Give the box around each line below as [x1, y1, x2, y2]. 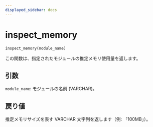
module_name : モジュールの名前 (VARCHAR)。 [5, 86, 97, 92]
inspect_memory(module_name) [5, 46, 66, 51]
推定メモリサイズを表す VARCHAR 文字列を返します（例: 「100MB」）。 [5, 116, 151, 122]
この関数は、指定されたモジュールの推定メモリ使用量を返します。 [5, 55, 141, 61]
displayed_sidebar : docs [5, 7, 57, 13]
